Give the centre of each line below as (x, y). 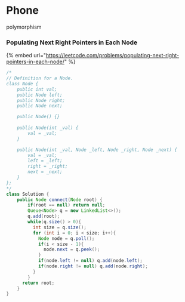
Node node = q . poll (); (66, 238)
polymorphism (24, 27)
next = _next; (45, 172)
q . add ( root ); (44, 216)
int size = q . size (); (59, 227)
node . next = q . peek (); (72, 249)
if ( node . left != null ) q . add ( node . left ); (90, 261)
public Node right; (41, 100)
